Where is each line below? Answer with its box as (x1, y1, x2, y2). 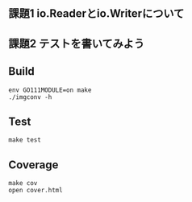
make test (8, 136, 42, 144)
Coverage (8, 158, 59, 171)
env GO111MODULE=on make (8, 86, 92, 94)
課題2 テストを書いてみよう (8, 36, 145, 50)
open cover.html (8, 187, 63, 195)
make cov (8, 179, 38, 188)
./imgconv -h (8, 93, 52, 101)
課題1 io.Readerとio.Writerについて (8, 6, 185, 21)
